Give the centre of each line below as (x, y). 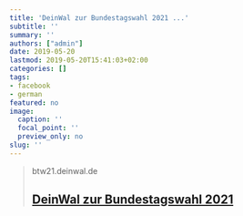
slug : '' (26, 145)
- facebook (30, 86)
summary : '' (32, 35)
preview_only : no (51, 137)
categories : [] (38, 69)
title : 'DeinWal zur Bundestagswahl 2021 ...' (99, 18)
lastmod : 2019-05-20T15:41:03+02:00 (79, 60)
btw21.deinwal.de (65, 170)
